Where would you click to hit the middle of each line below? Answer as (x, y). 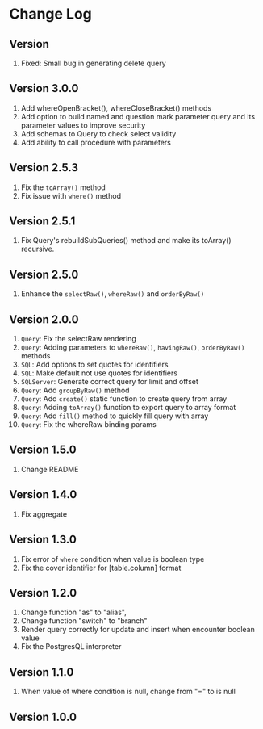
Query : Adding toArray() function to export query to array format (128, 408)
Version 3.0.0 (44, 88)
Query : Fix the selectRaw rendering (78, 339)
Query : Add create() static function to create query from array (124, 399)
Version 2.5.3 (44, 168)
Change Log (50, 14)
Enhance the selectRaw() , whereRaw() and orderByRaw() (113, 294)
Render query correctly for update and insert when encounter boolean (138, 630)
